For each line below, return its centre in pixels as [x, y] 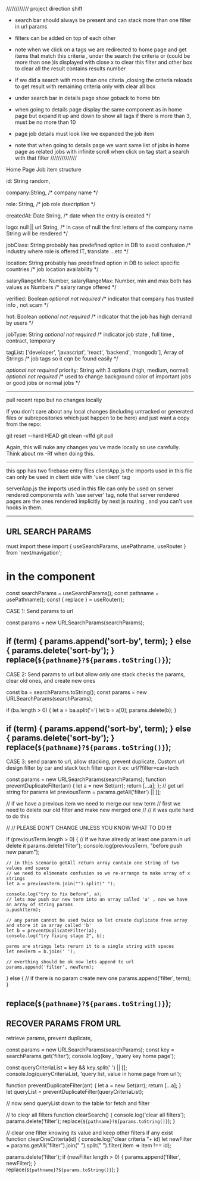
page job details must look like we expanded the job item [85, 134]
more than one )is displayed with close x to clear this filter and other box [103, 62]
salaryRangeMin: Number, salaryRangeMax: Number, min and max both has [99, 281]
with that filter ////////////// [46, 158]
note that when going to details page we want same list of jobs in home [102, 145]
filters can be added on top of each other [65, 38]
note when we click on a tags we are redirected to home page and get [101, 49]
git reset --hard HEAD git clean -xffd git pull [60, 435]
